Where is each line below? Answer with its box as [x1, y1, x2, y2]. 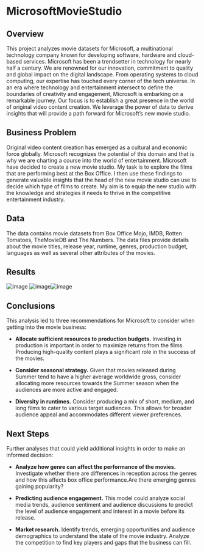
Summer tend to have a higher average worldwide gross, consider [15, 373, 181, 380]
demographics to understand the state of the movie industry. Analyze [15, 532, 190, 540]
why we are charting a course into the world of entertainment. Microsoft [6, 156, 187, 164]
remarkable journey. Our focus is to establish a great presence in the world [6, 97, 194, 104]
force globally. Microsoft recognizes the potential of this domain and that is [6, 150, 195, 157]
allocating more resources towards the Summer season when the [15, 380, 179, 387]
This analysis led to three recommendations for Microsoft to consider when [6, 317, 195, 325]
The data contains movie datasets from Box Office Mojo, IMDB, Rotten [6, 229, 183, 237]
